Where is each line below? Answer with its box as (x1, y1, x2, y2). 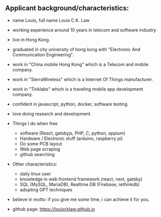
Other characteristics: (12, 161, 57, 167)
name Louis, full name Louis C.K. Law (12, 17, 90, 23)
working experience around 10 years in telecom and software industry (12, 27, 157, 33)
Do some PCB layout (19, 140, 62, 146)
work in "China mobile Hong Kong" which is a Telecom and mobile (12, 61, 149, 67)
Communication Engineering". (12, 51, 74, 57)
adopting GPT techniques (19, 186, 73, 192)
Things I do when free (12, 120, 58, 126)
